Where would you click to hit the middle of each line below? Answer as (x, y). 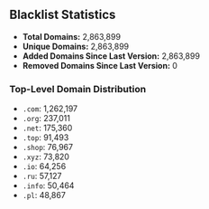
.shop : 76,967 (48, 147)
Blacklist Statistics (63, 15)
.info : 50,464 (48, 185)
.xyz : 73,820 (46, 157)
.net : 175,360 (47, 128)
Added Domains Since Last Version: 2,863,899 (111, 56)
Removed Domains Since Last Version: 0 (100, 65)
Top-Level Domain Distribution (78, 89)
